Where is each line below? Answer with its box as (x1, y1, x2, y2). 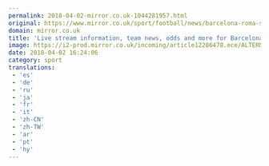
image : (8, 41, 30, 49)
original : (8, 19, 42, 27)
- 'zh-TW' (11, 123, 45, 131)
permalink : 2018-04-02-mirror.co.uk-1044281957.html (8, 11, 188, 20)
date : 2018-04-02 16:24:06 (8, 49, 98, 57)
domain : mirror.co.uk (8, 26, 81, 34)
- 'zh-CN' (11, 116, 45, 124)
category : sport (8, 57, 62, 65)
